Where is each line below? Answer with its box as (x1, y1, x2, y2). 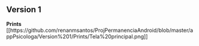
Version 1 (6, 5, 41, 15)
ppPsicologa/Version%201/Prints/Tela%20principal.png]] (6, 32, 148, 40)
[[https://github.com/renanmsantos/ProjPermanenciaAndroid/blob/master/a (6, 27, 194, 34)
